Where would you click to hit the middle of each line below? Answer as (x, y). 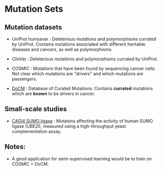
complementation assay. (36, 131)
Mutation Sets (34, 9)
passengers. (24, 79)
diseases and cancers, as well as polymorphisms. (62, 49)
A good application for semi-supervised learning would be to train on (82, 159)
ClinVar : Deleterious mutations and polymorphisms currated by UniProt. (85, 59)
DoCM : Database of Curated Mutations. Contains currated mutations (82, 88)
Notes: (15, 147)
